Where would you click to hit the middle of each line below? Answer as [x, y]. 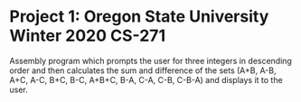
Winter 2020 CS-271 [87, 36]
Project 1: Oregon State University [139, 17]
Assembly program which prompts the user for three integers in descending [150, 60]
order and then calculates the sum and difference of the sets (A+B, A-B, [143, 70]
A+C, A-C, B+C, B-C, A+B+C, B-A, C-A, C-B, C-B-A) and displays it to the [146, 79]
